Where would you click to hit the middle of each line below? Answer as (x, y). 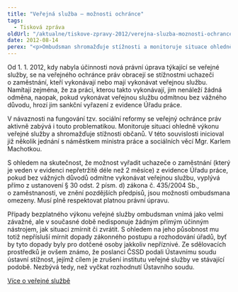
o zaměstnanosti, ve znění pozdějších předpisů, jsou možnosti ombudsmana (119, 193)
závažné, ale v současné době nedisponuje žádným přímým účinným (108, 222)
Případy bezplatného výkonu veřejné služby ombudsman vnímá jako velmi (115, 214)
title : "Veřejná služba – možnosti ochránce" (75, 14)
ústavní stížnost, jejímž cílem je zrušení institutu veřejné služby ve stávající (116, 259)
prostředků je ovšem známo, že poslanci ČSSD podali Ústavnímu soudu (112, 252)
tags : (15, 21)
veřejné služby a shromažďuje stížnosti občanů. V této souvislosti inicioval (116, 134)
